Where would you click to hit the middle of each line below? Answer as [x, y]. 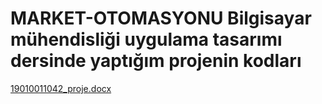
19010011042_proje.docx [61, 88]
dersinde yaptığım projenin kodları [156, 61]
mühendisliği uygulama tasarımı [146, 39]
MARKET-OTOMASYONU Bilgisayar [161, 18]
